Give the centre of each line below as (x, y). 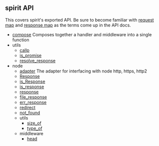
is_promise (30, 55)
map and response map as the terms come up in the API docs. (68, 25)
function (21, 40)
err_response (33, 102)
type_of (35, 128)
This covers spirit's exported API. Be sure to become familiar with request (79, 20)
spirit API (19, 8)
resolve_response (38, 60)
